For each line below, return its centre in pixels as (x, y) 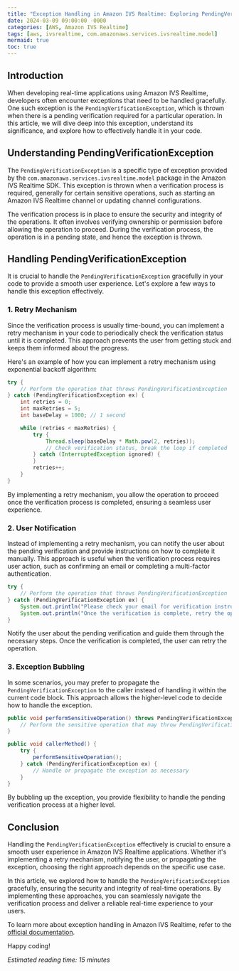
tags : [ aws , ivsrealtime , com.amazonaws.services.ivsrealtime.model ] (113, 34)
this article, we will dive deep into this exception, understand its (100, 123)
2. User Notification (42, 528)
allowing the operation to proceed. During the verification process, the (110, 229)
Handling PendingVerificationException (97, 259)
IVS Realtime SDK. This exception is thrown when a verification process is (116, 185)
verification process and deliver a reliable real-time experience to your (110, 903)
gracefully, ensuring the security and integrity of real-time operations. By (115, 889)
